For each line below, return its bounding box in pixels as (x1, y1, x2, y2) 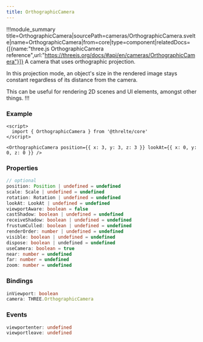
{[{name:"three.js (6, 45, 50, 52)
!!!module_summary (6, 26, 56, 33)
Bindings (6, 277, 33, 286)
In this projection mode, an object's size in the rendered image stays (6, 69, 177, 77)
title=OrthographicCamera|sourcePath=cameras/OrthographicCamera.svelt (6, 32, 196, 39)
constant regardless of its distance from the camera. (6, 76, 138, 83)
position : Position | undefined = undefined (6, 183, 121, 190)
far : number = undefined (6, 256, 69, 263)
